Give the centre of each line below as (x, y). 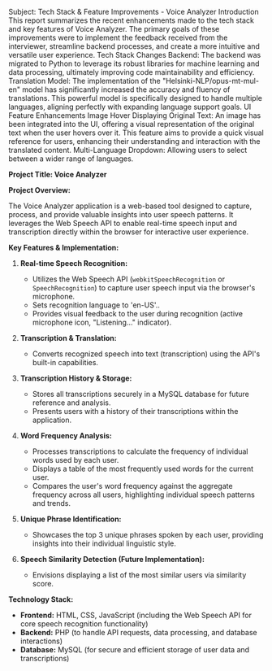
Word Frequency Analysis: (66, 436)
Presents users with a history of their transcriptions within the (135, 411)
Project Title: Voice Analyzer (58, 174)
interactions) (41, 641)
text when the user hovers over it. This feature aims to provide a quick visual (136, 133)
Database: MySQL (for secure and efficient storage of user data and (135, 649)
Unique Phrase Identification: (71, 519)
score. (43, 584)
